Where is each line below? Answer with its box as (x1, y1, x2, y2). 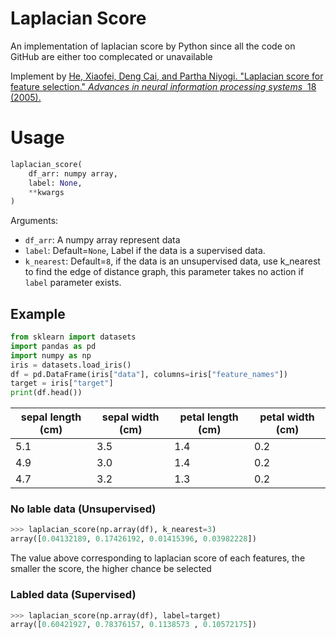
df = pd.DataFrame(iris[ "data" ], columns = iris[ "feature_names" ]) (10, 369, 288, 379)
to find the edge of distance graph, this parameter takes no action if (24, 266, 305, 278)
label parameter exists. (24, 277, 122, 289)
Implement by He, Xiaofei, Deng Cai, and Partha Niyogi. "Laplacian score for (10, 70, 324, 82)
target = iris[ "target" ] (10, 378, 114, 389)
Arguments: (10, 215, 59, 227)
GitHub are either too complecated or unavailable (10, 50, 213, 62)
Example (10, 305, 66, 322)
